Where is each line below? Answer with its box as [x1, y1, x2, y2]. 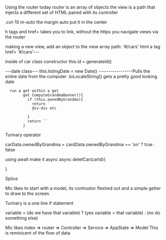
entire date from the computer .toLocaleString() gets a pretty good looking [5, 74, 158, 79]
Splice [5, 176, 18, 181]
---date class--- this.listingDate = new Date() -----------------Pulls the [5, 68, 151, 74]
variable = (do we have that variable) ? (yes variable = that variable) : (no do [5, 210, 161, 216]
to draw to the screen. [5, 191, 51, 196]
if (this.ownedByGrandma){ [27, 97, 83, 102]
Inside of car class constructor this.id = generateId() [5, 59, 112, 64]
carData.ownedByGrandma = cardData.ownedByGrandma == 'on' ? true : [5, 142, 156, 147]
